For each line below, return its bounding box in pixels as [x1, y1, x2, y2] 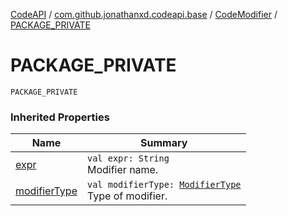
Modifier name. [86, 163, 159, 177]
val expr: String [86, 153, 170, 164]
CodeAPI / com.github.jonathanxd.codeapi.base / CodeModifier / [10, 9, 278, 20]
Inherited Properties [10, 110, 110, 124]
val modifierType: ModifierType [86, 179, 242, 191]
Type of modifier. [86, 189, 168, 203]
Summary [140, 136, 188, 150]
